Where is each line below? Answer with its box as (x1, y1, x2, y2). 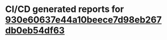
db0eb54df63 (5, 25, 65, 36)
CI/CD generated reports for (5, 3, 124, 15)
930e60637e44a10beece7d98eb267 (5, 14, 162, 25)
